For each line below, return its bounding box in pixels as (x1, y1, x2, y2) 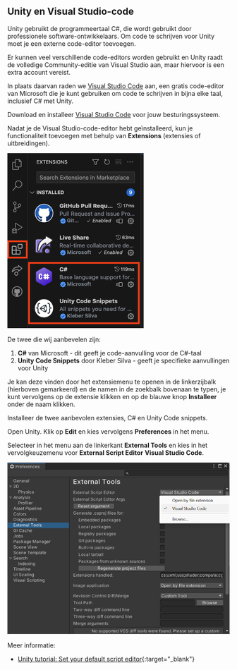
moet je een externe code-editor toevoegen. (7, 39, 136, 48)
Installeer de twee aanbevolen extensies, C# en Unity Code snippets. (7, 413, 208, 422)
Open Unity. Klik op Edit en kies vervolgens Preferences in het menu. (7, 427, 209, 436)
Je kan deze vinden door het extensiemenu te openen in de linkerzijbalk (7, 377, 217, 386)
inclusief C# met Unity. (7, 97, 74, 105)
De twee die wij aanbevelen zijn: (7, 335, 101, 343)
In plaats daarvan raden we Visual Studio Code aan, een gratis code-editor (7, 81, 224, 90)
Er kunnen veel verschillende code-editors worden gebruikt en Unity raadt (7, 53, 224, 61)
